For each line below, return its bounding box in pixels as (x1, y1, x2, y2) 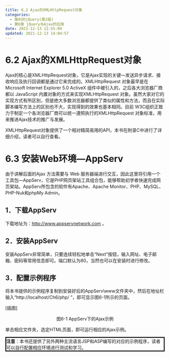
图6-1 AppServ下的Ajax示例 (56, 316, 114, 322)
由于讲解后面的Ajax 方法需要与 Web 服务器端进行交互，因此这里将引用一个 (5, 171, 161, 177)
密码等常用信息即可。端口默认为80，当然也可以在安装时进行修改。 (14, 257, 153, 263)
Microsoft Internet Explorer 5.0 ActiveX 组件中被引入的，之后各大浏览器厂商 (5, 85, 163, 91)
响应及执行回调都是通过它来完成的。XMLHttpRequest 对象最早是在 (9, 78, 149, 84)
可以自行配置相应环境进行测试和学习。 (6, 345, 86, 351)
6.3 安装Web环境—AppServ (5, 153, 123, 165)
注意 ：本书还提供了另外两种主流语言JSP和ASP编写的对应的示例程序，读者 (6, 338, 161, 344)
